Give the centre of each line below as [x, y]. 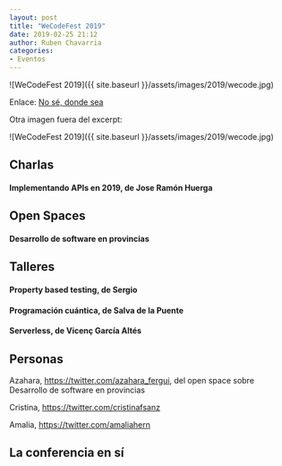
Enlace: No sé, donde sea [56, 102]
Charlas [32, 165]
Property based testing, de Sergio [73, 289]
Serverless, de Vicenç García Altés [75, 331]
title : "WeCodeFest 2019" [57, 26]
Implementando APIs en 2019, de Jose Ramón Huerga [111, 187]
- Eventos [28, 59]
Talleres [32, 267]
